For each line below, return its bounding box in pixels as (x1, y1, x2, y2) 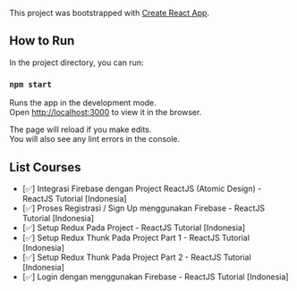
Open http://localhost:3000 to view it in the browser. (9, 107, 202, 118)
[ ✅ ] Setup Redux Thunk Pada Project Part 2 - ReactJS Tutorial (21, 252, 252, 262)
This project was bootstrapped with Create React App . (9, 8, 210, 18)
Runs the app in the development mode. (9, 97, 157, 108)
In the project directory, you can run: (9, 57, 144, 68)
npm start (9, 79, 52, 89)
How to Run (9, 33, 75, 48)
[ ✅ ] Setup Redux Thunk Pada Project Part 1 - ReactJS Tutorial (21, 232, 250, 243)
